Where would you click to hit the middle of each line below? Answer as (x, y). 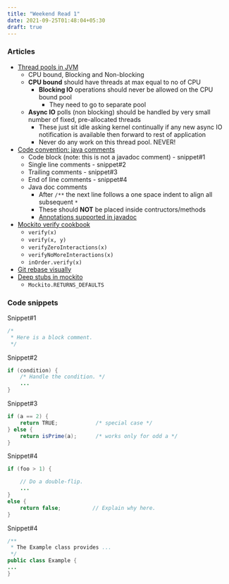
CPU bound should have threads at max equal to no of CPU (114, 82)
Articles (21, 51)
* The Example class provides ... (61, 547)
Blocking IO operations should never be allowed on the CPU (126, 90)
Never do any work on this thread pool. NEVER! (107, 142)
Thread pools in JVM (48, 67)
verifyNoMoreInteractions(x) (71, 255)
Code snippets (33, 303)
